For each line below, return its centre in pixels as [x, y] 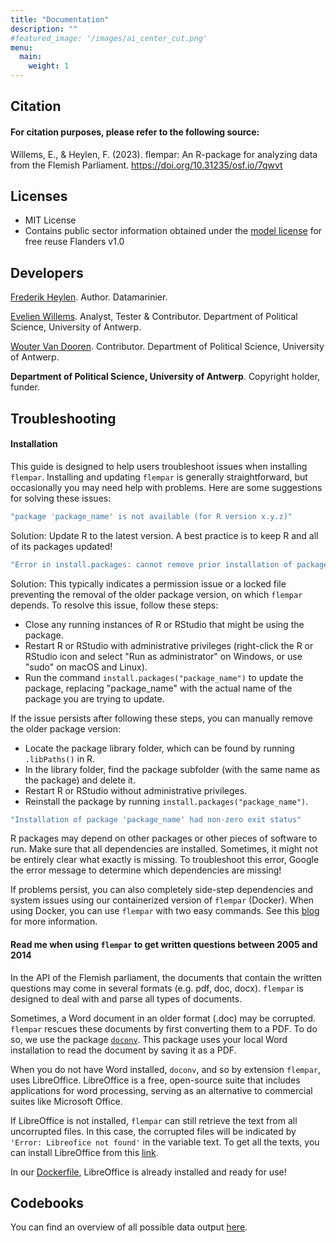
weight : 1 [49, 66]
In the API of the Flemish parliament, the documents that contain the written [166, 977]
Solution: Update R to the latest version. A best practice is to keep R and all [164, 535]
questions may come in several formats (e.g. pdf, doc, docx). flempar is [157, 988]
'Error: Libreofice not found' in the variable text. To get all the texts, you [165, 1142]
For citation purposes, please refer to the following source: [135, 132]
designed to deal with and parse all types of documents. [126, 998]
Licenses [39, 196]
